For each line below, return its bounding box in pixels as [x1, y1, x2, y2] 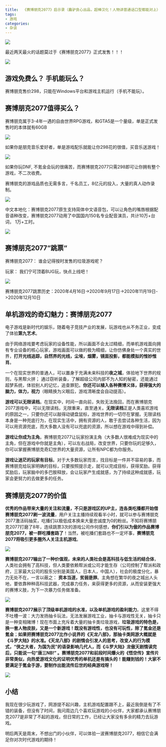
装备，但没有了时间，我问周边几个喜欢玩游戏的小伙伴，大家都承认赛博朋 [13, 707, 161, 713]
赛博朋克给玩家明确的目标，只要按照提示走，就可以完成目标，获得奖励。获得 [5, 463, 161, 469]
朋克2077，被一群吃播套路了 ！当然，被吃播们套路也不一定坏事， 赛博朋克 [5, 530, 155, 536]
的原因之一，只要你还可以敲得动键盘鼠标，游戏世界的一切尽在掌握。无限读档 [5, 411, 161, 417]
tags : [5, 12, 16, 17]
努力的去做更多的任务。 [18, 475, 66, 482]
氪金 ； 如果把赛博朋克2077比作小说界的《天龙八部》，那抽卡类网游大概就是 [5, 631, 157, 637]
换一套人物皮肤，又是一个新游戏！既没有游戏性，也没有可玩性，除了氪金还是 [5, 625, 161, 631]
